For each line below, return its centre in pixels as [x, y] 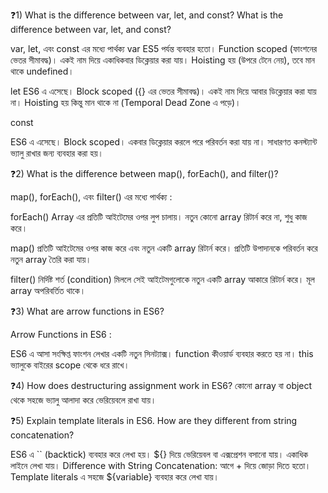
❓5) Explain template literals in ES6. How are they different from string [154, 420]
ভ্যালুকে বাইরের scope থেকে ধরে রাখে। [70, 365]
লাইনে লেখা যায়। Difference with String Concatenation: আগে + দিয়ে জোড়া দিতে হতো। [161, 465]
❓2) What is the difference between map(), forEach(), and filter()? [144, 173]
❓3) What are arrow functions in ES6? [87, 311]
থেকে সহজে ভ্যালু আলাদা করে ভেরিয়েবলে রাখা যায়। [83, 400]
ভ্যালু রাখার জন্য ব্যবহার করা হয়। [57, 153]
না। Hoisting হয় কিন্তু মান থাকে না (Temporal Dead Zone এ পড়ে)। [126, 102]
